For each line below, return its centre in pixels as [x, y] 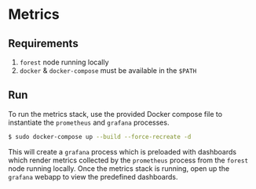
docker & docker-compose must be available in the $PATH [108, 71]
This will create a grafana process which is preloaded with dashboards [123, 151]
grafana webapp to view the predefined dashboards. [93, 176]
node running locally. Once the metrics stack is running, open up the [119, 168]
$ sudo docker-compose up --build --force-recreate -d [100, 136]
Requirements [43, 44]
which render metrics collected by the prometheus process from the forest [128, 160]
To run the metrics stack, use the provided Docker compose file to [115, 114]
